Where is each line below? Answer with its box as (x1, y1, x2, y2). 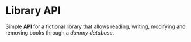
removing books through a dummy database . (5, 29, 114, 36)
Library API (5, 4, 61, 17)
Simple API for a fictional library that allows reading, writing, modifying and (5, 23, 186, 30)
